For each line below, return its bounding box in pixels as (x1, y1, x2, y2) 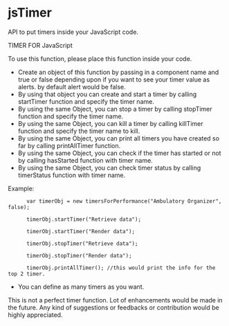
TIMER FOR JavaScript (8, 41, 73, 49)
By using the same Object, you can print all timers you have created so (17, 134, 220, 143)
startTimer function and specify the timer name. (17, 97, 154, 105)
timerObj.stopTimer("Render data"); (26, 252, 132, 259)
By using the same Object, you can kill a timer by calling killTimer (17, 119, 203, 127)
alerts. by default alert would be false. (17, 82, 127, 91)
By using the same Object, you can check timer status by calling (17, 163, 201, 172)
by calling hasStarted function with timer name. (17, 156, 153, 164)
